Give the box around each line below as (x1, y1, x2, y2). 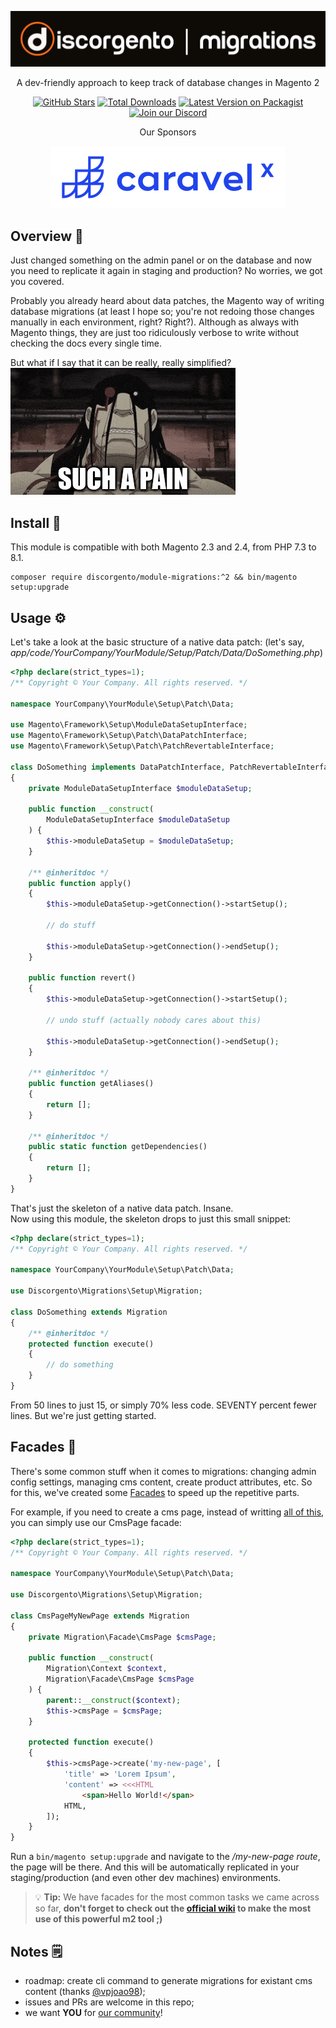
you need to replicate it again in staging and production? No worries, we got (10, 265, 323, 277)
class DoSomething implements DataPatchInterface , (10, 762, 226, 772)
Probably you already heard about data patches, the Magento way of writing (10, 295, 325, 307)
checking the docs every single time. (10, 337, 163, 350)
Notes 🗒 (10, 1943, 63, 1960)
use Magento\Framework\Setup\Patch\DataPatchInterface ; (10, 731, 248, 741)
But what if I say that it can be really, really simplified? (10, 357, 232, 369)
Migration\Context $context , (46, 1664, 168, 1674)
